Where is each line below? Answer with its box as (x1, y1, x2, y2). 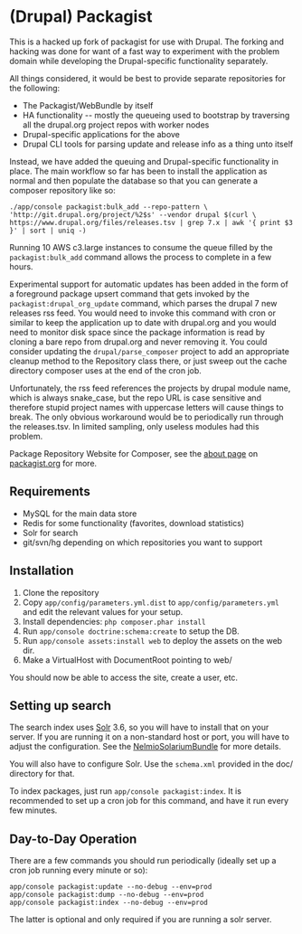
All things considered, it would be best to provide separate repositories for (9, 72, 287, 83)
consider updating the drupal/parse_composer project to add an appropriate (9, 345, 289, 356)
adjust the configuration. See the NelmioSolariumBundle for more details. (9, 741, 282, 752)
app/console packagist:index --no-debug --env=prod (9, 898, 208, 908)
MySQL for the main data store (22, 508, 137, 519)
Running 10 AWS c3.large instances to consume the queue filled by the (9, 241, 273, 252)
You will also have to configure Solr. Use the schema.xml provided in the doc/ (9, 759, 294, 769)
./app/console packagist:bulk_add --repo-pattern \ (9, 202, 208, 212)
